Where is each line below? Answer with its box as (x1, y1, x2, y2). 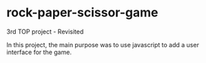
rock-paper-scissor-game (6, 5, 159, 21)
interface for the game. (6, 48, 72, 56)
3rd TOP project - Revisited (6, 27, 84, 36)
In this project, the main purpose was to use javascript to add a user (6, 40, 199, 49)
